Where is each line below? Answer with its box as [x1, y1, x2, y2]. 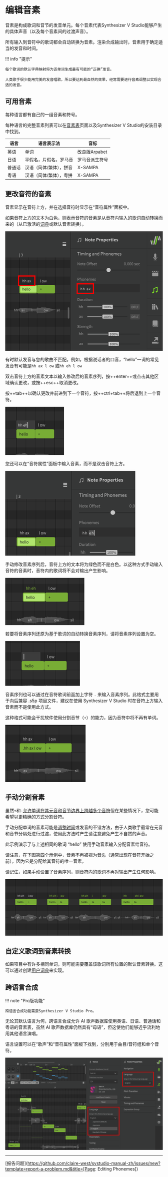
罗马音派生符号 [77, 156, 108, 163]
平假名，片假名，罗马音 [24, 156, 73, 163]
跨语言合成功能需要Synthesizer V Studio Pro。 [5, 1008, 96, 1013]
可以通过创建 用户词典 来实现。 [5, 967, 66, 973]
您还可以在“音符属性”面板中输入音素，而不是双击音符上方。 [5, 460, 127, 466]
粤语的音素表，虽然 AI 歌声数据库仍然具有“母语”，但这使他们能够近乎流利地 [5, 1024, 160, 1030]
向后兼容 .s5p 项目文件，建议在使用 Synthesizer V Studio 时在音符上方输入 [9, 698, 163, 704]
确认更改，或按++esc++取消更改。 [9, 379, 81, 385]
